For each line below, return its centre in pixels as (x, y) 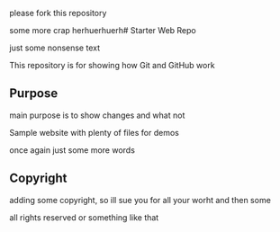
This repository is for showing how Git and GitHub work (112, 65)
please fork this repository (58, 13)
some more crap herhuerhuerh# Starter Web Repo (103, 30)
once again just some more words (72, 150)
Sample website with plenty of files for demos (95, 132)
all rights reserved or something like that (84, 217)
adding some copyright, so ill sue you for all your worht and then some (140, 200)
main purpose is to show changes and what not (97, 115)
